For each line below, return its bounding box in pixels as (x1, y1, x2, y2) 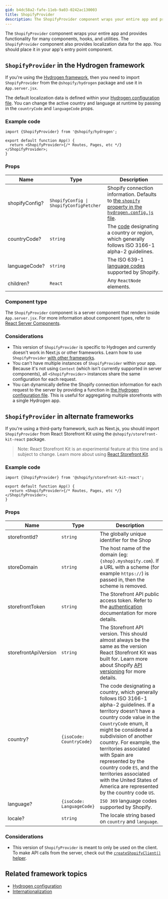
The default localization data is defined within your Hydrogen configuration (5, 95, 160, 101)
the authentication (99, 603, 142, 610)
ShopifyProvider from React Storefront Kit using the (5, 431, 112, 437)
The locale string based (99, 812, 155, 819)
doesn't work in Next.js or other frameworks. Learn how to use (12, 350, 142, 356)
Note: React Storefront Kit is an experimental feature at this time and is (17, 446, 163, 452)
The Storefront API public (99, 590, 159, 597)
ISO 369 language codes (99, 797, 157, 804)
